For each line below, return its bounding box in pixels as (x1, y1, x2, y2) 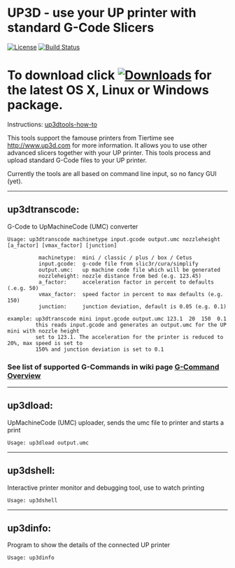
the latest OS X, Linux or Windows (7, 82, 209, 99)
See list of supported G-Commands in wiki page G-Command (7, 362, 220, 372)
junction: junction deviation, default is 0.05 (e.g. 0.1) (38, 303, 227, 310)
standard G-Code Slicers (7, 20, 155, 36)
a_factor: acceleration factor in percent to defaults (38, 278, 215, 286)
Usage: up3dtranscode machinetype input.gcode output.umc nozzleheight (7, 235, 220, 242)
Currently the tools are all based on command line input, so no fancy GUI (7, 169, 217, 177)
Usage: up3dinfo (7, 554, 55, 562)
